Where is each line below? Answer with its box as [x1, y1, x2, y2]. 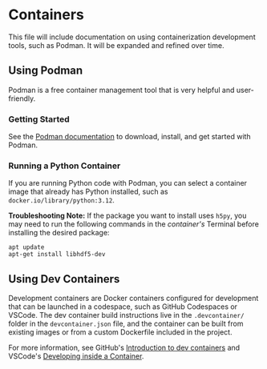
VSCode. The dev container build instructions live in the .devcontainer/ [8, 311, 245, 320]
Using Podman [8, 64, 83, 78]
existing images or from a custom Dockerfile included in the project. [8, 327, 233, 337]
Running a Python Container [8, 160, 121, 171]
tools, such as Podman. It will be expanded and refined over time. [8, 40, 225, 50]
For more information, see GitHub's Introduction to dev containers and [8, 343, 241, 353]
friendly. [8, 94, 36, 103]
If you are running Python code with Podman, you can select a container [8, 178, 247, 188]
